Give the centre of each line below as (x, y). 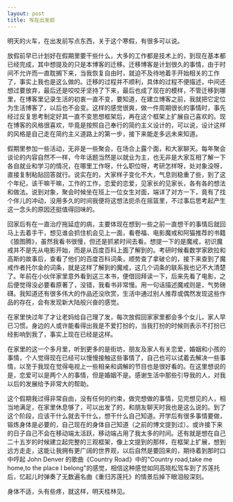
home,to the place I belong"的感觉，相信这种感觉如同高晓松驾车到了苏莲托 (114, 468)
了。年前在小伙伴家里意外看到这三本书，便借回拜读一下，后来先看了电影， (113, 276)
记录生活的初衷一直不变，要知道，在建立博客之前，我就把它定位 (135, 99)
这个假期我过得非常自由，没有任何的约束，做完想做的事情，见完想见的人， (113, 398)
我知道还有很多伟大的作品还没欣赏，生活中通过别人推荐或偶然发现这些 (119, 293)
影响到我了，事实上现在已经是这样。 (64, 334)
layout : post (26, 14)
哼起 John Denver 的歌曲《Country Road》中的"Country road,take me (113, 459)
